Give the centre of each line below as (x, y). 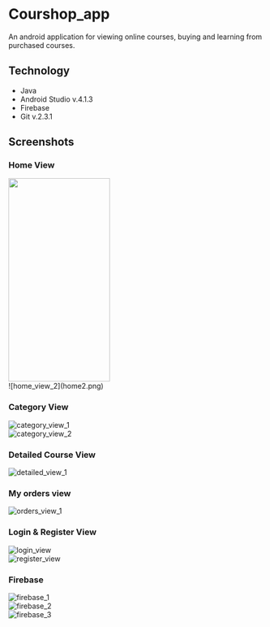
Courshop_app (59, 14)
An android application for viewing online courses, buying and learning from (135, 37)
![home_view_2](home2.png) (56, 386)
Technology (39, 71)
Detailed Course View (52, 455)
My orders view (40, 493)
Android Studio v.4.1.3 (56, 99)
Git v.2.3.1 (36, 116)
